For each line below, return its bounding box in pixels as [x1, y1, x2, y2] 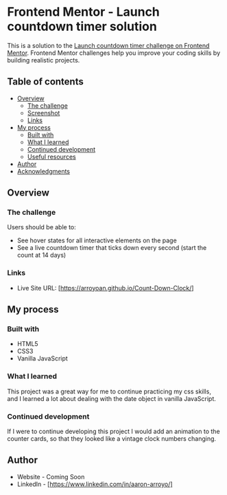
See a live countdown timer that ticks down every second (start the [16, 244, 207, 252]
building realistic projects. [7, 56, 80, 64]
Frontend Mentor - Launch [7, 4, 160, 20]
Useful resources [27, 152, 77, 161]
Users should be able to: [7, 223, 77, 231]
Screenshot [27, 108, 60, 117]
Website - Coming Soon [16, 472, 85, 481]
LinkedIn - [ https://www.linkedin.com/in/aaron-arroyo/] [16, 480, 173, 488]
